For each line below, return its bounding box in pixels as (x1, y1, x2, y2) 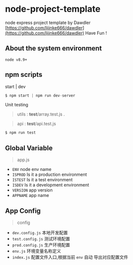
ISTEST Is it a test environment (12, 177, 73, 183)
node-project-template (5, 3, 101, 15)
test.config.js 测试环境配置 (12, 236, 70, 241)
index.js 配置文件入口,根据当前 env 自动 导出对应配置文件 (12, 254, 129, 260)
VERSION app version (12, 187, 53, 193)
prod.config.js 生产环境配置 (12, 241, 70, 248)
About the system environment (5, 44, 102, 52)
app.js (17, 157, 30, 163)
